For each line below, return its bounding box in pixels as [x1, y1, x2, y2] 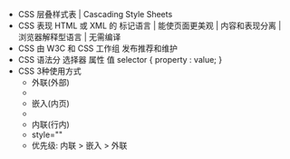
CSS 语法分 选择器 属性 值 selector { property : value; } [17, 55, 223, 65]
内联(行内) [31, 119, 70, 130]
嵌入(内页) [31, 98, 70, 108]
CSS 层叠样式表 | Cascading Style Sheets [17, 9, 173, 19]
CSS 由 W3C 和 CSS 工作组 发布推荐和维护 [17, 43, 179, 54]
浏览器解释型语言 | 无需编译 [17, 32, 121, 42]
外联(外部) [31, 77, 70, 87]
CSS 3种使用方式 [17, 65, 82, 76]
